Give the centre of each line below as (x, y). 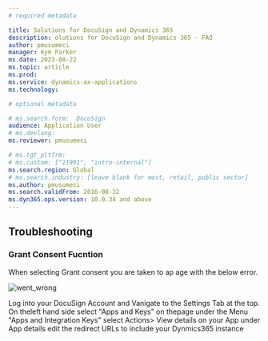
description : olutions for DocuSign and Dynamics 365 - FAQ (111, 38)
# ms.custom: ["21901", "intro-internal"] (80, 162)
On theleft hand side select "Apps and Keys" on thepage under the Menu (128, 311)
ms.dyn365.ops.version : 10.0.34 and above (80, 200)
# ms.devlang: (32, 133)
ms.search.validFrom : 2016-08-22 (64, 192)
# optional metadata (43, 104)
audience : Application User (55, 126)
